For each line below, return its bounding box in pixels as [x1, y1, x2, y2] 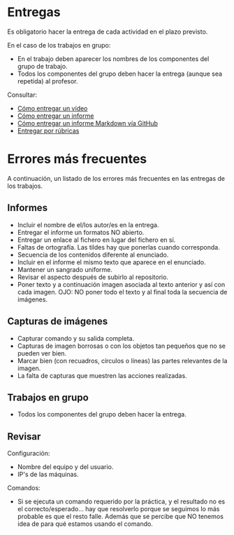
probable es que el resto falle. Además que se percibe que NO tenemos [17, 513, 224, 521]
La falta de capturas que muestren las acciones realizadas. [17, 371, 187, 379]
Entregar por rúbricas [17, 126, 80, 135]
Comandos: [7, 484, 41, 492]
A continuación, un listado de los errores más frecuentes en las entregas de [7, 174, 226, 182]
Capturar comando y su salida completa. [17, 334, 135, 342]
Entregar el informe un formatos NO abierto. [17, 228, 145, 236]
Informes [7, 202, 47, 214]
